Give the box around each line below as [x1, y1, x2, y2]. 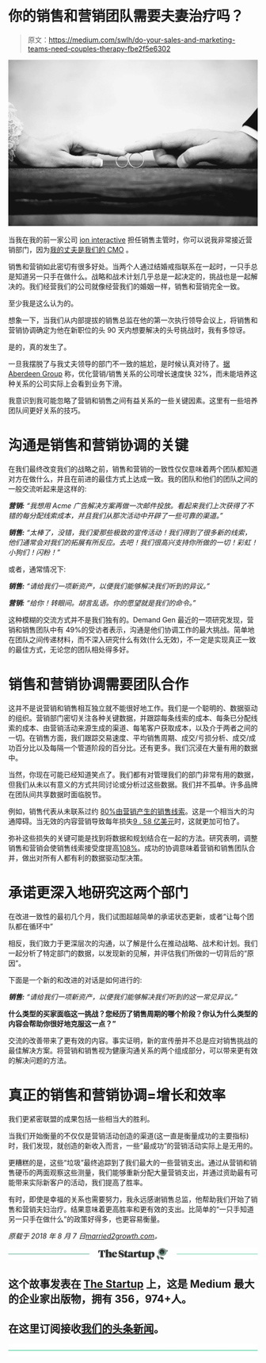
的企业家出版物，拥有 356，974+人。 [8, 1292, 192, 1306]
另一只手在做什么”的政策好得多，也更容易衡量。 [8, 1214, 165, 1223]
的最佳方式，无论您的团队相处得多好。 [8, 645, 133, 655]
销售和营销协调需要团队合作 [8, 676, 189, 694]
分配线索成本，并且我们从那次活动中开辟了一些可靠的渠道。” [28, 511, 223, 521]
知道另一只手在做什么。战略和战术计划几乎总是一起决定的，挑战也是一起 [14, 271, 251, 282]
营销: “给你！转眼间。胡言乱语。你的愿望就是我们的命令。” [8, 599, 196, 608]
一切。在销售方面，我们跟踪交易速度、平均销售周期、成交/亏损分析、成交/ [8, 733, 249, 742]
